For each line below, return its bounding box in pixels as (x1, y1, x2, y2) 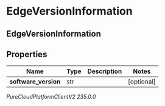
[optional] (127, 77, 156, 86)
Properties (6, 49, 47, 59)
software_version (9, 77, 61, 86)
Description (87, 67, 122, 76)
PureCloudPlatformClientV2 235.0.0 (6, 93, 96, 101)
